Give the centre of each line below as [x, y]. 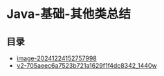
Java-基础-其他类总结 [69, 14]
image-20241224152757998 [57, 58]
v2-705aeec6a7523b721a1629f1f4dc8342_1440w [86, 65]
